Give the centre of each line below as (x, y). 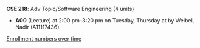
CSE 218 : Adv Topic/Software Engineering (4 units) (70, 9)
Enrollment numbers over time (44, 39)
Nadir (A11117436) (37, 27)
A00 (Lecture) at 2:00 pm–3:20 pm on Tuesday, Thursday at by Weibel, (105, 20)
